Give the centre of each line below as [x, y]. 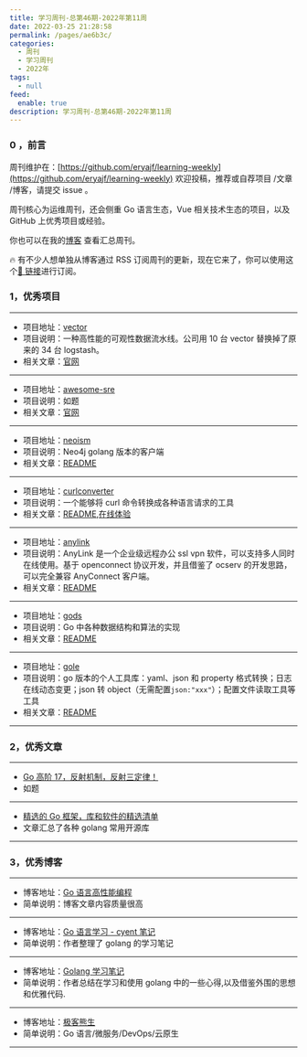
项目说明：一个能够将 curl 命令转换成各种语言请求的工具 [128, 502]
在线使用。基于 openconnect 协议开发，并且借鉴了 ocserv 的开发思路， [157, 564]
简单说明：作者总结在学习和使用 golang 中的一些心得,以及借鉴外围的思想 [159, 983]
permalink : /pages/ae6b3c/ [61, 35]
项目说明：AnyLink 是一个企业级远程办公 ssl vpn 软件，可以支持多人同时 [159, 553]
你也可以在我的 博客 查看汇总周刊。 [74, 240]
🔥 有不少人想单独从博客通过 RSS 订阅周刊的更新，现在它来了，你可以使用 [148, 259]
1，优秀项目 [35, 296]
